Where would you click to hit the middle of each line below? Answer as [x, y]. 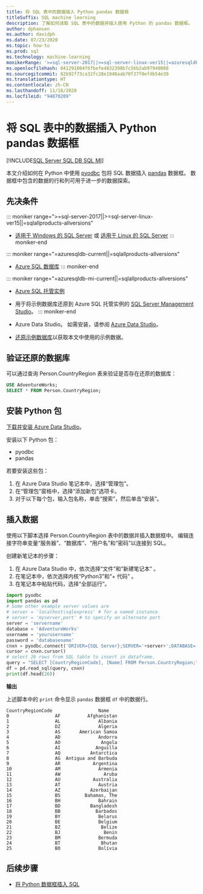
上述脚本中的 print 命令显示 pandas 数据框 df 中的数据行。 [79, 699]
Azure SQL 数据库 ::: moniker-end [57, 266]
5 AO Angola [62, 742]
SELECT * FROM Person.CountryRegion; [54, 391]
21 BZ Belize [62, 827]
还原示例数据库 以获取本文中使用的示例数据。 [71, 337]
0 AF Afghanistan [62, 716]
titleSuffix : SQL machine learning [51, 18]
